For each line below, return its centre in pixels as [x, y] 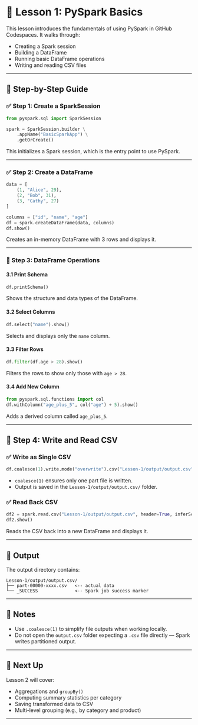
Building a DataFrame [41, 52]
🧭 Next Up [25, 666]
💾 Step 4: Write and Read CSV [62, 440]
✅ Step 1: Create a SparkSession [53, 106]
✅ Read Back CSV [32, 502]
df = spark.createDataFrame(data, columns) [60, 223]
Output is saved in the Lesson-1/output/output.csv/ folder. [86, 487]
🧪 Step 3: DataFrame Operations [53, 260]
